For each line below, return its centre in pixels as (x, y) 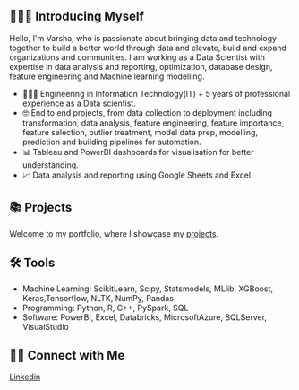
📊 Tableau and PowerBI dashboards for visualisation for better (138, 152)
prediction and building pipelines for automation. (111, 142)
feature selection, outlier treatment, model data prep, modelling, (140, 132)
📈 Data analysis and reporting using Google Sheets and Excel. (137, 175)
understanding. (50, 165)
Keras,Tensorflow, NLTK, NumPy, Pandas (98, 299)
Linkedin (25, 377)
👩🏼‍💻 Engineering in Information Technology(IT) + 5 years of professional (156, 93)
